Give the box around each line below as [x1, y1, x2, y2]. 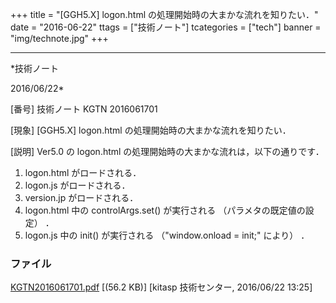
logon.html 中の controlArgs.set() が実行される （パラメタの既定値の [24, 204, 306, 216]
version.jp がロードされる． [24, 192, 139, 203]
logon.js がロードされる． [24, 179, 131, 191]
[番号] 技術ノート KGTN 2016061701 [10, 103, 158, 115]
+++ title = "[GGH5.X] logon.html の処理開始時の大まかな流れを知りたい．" [10, 9, 319, 20]
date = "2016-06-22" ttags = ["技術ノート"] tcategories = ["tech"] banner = [10, 21, 322, 33]
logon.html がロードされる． [24, 167, 142, 178]
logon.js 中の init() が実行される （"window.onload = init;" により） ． [24, 229, 310, 241]
